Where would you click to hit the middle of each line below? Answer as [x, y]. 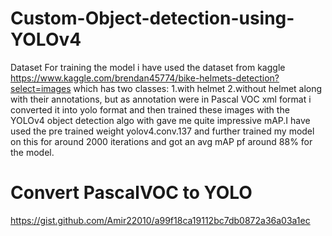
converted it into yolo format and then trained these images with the [150, 109]
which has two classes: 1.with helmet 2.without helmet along [198, 88]
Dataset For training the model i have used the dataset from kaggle [148, 67]
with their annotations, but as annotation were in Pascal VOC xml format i [161, 99]
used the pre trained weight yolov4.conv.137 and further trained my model [162, 131]
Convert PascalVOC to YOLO [131, 193]
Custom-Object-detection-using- [152, 18]
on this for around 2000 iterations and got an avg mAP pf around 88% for [161, 141]
